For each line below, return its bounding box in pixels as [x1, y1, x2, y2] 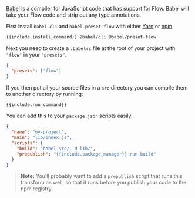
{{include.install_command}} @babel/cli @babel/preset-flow [6, 34, 157, 40]
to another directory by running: [6, 90, 83, 97]
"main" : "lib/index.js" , [11, 135, 72, 141]
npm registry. [20, 185, 53, 192]
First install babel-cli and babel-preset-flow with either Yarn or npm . [6, 23, 174, 29]
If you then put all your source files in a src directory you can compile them [6, 84, 188, 91]
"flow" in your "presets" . [6, 51, 67, 58]
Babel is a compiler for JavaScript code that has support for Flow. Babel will [6, 5, 189, 12]
